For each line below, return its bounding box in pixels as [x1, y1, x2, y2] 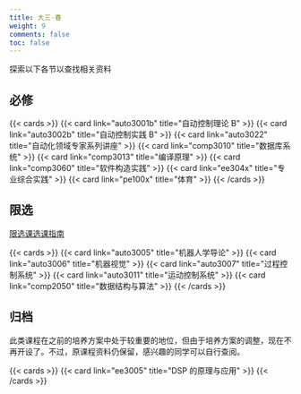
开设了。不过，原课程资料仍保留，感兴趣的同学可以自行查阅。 [16, 346, 245, 356]
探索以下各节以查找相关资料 [9, 64, 112, 74]
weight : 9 [9, 21, 47, 30]
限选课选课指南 [9, 227, 64, 238]
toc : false [9, 38, 50, 47]
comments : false [9, 30, 70, 39]
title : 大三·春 [9, 13, 62, 22]
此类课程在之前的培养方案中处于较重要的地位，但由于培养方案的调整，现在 [9, 335, 284, 346]
